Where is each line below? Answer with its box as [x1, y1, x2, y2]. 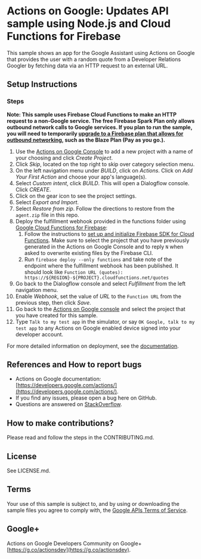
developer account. [15, 330, 64, 338]
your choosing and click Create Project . [15, 154, 113, 161]
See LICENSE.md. [7, 467, 51, 474]
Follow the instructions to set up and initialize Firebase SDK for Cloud [24, 230, 194, 237]
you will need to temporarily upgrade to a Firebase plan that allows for [7, 130, 184, 137]
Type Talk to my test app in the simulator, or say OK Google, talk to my [15, 318, 195, 325]
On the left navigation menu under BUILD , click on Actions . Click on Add [15, 167, 193, 174]
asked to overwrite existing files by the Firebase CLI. [24, 249, 154, 256]
